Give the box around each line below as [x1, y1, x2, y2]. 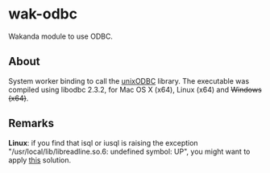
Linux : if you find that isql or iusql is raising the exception [8, 138, 199, 147]
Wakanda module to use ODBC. [8, 31, 113, 41]
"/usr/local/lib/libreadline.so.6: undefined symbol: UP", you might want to [8, 146, 251, 156]
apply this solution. [8, 154, 71, 165]
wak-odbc [8, 5, 78, 23]
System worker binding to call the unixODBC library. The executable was [8, 76, 250, 85]
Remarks [8, 117, 55, 130]
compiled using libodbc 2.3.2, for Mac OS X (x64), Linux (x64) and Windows [8, 84, 262, 94]
